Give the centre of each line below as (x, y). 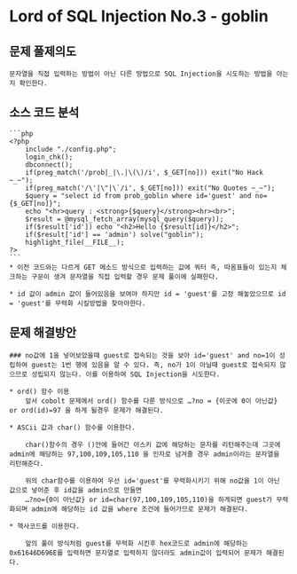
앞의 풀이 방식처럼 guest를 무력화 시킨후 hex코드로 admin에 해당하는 (137, 543)
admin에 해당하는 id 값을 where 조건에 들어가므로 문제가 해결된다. (139, 509)
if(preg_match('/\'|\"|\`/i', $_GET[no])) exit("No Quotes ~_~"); (150, 188)
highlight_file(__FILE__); (75, 242)
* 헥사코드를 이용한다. (45, 526)
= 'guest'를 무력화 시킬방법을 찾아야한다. (78, 303)
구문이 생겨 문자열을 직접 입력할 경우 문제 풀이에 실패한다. (125, 277)
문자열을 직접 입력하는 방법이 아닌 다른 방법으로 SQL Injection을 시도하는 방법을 (141, 74)
